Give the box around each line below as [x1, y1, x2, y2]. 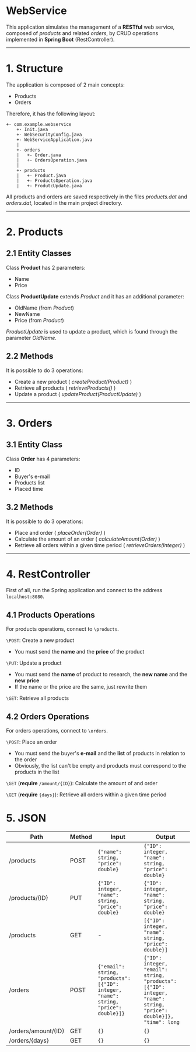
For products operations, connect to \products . [6, 625, 120, 632]
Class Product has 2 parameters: [6, 264, 86, 271]
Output [155, 833, 176, 841]
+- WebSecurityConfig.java [16, 132, 82, 137]
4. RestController [6, 568, 90, 580]
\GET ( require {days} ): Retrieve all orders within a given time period [6, 791, 167, 798]
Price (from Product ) [14, 317, 64, 324]
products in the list [14, 768, 60, 776]
